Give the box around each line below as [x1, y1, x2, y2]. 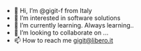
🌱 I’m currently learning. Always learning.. [13, 21, 134, 29]
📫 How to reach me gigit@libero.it [13, 37, 114, 44]
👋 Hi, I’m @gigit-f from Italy [13, 7, 92, 14]
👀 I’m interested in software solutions [13, 14, 121, 22]
